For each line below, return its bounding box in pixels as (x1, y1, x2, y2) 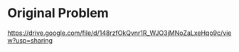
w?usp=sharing (7, 36, 53, 44)
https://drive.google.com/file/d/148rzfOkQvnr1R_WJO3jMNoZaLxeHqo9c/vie (7, 28, 232, 37)
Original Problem (7, 5, 109, 21)
